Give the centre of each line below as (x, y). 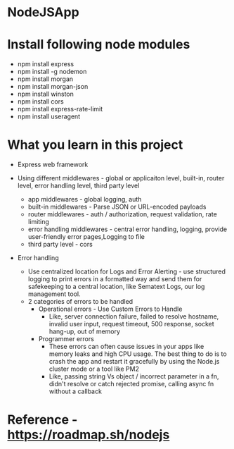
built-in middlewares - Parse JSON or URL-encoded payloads (117, 207)
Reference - (43, 420)
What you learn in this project (95, 145)
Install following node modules (99, 45)
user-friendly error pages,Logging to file (86, 237)
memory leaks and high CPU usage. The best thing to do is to (138, 354)
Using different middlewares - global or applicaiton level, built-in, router (121, 178)
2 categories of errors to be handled (80, 302)
